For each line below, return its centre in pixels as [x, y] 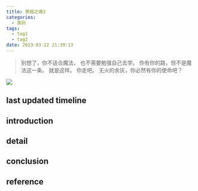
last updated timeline [46, 101]
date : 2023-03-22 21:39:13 [40, 45]
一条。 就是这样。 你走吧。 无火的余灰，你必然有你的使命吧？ [107, 70]
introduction [30, 121]
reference [25, 182]
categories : [21, 17]
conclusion [28, 161]
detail [17, 141]
